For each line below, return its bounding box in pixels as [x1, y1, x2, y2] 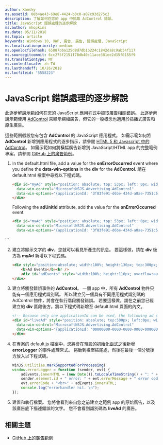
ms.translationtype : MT [5, 57, 53, 62]
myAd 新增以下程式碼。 [21, 252, 69, 258]
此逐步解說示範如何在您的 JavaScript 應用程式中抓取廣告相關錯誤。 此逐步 [5, 110, 154, 116]
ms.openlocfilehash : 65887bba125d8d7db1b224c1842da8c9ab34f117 [5, 48, 136, 53]
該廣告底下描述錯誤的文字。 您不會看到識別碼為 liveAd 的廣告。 [12, 405, 140, 411]
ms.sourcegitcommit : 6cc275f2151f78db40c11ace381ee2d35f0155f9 [5, 52, 136, 57]
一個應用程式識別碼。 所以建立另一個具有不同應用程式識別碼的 [20, 291, 146, 297]
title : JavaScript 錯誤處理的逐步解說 [5, 20, 77, 26]
